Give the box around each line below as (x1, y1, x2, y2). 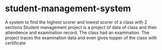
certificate (5, 40, 26, 46)
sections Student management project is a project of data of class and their (5, 24, 157, 30)
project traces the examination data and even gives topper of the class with (5, 35, 157, 41)
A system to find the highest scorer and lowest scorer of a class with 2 (5, 19, 148, 25)
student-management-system (5, 3, 131, 14)
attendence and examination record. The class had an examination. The (5, 29, 150, 35)
